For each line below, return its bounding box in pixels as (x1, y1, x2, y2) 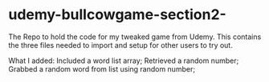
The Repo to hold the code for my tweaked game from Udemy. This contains (8, 32, 262, 41)
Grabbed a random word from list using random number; (8, 64, 195, 73)
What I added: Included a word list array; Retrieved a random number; (8, 56, 239, 65)
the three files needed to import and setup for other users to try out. (8, 40, 233, 49)
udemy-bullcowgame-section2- (8, 6, 226, 24)
